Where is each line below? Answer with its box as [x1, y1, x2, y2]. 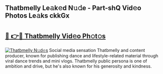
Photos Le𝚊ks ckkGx [5, 12, 70, 20]
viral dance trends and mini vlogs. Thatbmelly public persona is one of [5, 58, 147, 64]
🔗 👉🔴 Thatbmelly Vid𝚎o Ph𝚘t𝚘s [5, 32, 106, 40]
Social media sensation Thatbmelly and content [49, 48, 145, 53]
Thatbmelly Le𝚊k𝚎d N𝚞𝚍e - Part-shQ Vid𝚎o [5, 4, 141, 12]
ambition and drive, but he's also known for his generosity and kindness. [5, 63, 152, 69]
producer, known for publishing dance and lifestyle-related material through [5, 53, 159, 58]
